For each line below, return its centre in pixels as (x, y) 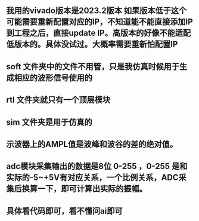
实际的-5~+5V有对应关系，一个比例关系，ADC (92, 178)
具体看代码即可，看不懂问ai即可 (64, 211)
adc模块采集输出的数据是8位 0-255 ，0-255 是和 (97, 166)
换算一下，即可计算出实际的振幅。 (84, 189)
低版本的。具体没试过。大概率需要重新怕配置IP (92, 44)
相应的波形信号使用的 (53, 77)
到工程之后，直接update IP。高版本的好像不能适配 (99, 33)
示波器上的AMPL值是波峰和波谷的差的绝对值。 (92, 144)
